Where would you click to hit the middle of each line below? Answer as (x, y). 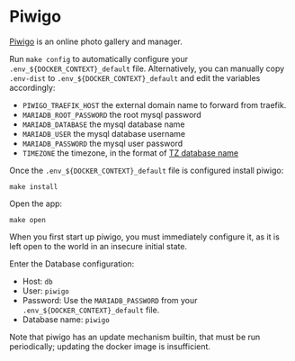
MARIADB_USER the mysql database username (104, 133)
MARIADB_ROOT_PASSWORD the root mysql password (112, 114)
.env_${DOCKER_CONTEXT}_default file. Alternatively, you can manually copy (147, 68)
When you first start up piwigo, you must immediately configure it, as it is (145, 237)
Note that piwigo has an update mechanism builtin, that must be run (135, 337)
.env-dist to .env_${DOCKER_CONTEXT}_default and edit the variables (135, 77)
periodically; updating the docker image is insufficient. (110, 346)
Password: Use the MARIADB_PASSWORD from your (110, 300)
